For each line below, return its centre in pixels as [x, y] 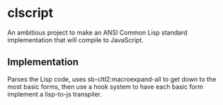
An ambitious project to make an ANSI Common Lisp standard [97, 32]
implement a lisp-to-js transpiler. [55, 94]
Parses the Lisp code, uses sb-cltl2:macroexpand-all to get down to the [112, 79]
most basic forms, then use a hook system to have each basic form [105, 87]
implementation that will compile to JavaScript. [75, 39]
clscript [30, 13]
